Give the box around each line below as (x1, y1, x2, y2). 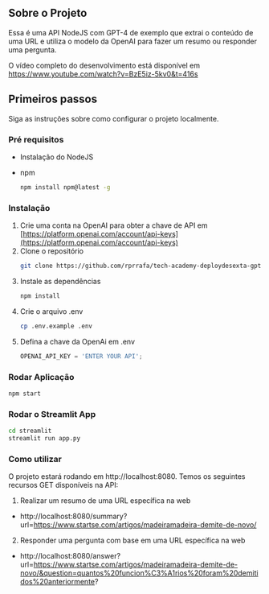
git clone (19, 262, 54, 270)
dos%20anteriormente (19, 577, 95, 587)
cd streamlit (8, 427, 52, 435)
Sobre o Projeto (8, 6, 88, 20)
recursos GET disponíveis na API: (8, 481, 119, 490)
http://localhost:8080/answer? (19, 551, 121, 561)
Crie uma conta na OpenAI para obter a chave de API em (19, 221, 208, 230)
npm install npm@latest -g (19, 183, 111, 192)
